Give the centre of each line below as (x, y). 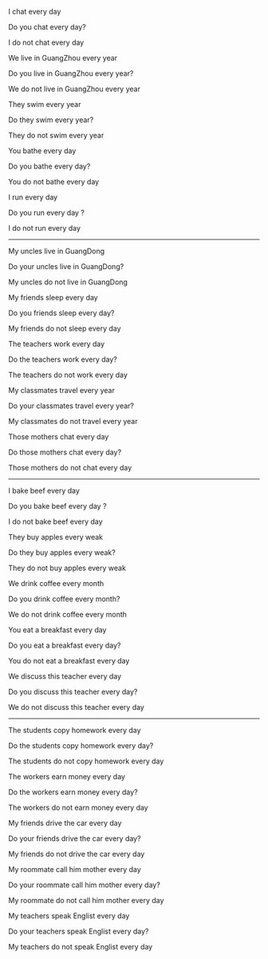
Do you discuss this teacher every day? (73, 692)
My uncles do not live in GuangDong (68, 282)
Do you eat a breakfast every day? (65, 645)
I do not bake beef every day (55, 521)
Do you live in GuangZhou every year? (71, 73)
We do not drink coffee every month (68, 614)
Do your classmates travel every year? (71, 406)
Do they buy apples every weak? (62, 553)
